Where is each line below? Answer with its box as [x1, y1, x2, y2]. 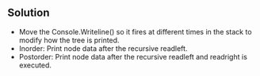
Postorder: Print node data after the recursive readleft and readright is [18, 52, 247, 61]
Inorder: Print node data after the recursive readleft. [18, 43, 188, 53]
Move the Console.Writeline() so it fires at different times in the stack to [18, 27, 252, 36]
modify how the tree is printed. [18, 35, 120, 45]
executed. [18, 60, 52, 70]
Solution [7, 6, 50, 20]
